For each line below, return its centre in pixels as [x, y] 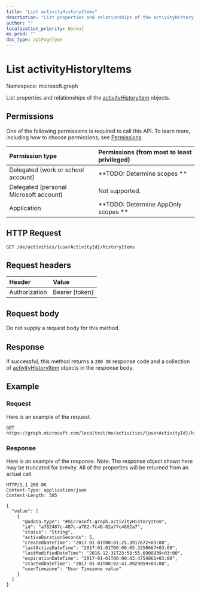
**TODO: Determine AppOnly [140, 204]
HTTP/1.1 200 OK [26, 485]
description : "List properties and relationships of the [79, 17]
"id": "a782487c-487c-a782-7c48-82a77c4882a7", [83, 527]
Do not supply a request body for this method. [63, 328]
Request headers [39, 265]
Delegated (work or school [47, 170]
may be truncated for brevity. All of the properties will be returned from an [98, 467]
